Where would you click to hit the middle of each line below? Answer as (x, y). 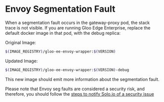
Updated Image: (21, 61)
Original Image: (20, 42)
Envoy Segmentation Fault (60, 9)
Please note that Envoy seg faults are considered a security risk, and (75, 89)
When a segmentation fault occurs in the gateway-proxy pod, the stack (78, 23)
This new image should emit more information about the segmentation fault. (82, 79)
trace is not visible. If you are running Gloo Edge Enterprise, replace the (78, 27)
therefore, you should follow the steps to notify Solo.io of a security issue (80, 94)
